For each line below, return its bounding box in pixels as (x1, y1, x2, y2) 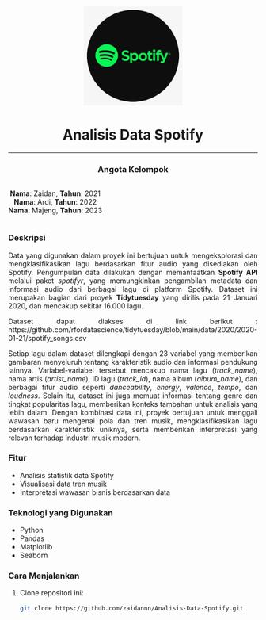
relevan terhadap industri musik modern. (8, 433, 141, 442)
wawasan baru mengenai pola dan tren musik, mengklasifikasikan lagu (8, 415, 258, 426)
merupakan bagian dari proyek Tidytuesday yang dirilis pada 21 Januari (8, 293, 258, 302)
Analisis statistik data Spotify (19, 470, 115, 480)
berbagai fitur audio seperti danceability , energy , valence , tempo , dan (8, 382, 258, 392)
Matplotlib (19, 542, 53, 552)
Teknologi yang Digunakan (8, 507, 113, 518)
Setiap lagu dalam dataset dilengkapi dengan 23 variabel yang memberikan (8, 348, 258, 358)
